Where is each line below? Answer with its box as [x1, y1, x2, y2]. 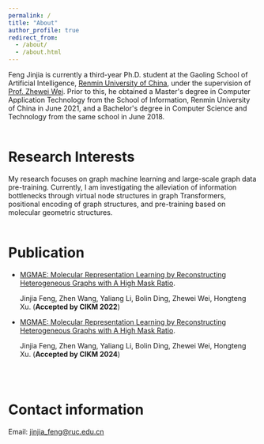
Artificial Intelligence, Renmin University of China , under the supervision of [8, 78, 251, 88]
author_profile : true [8, 26, 80, 34]
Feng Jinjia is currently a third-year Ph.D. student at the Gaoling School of [8, 70, 248, 79]
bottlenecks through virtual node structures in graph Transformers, [8, 190, 227, 200]
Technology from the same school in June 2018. [8, 112, 165, 121]
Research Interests [8, 148, 135, 166]
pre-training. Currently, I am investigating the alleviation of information [8, 182, 237, 192]
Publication [8, 244, 85, 262]
